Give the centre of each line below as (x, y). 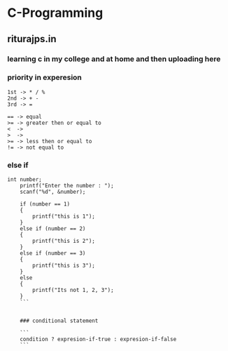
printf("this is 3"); (64, 266)
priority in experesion (45, 77)
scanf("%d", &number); (53, 192)
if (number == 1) (45, 204)
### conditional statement (59, 321)
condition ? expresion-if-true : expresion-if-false (98, 339)
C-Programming (55, 13)
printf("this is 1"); (64, 217)
